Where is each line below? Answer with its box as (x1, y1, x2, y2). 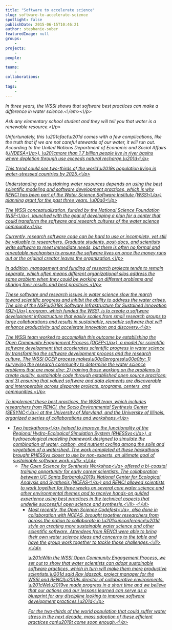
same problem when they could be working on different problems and (5, 275, 153, 282)
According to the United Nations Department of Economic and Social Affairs (5, 144, 166, 150)
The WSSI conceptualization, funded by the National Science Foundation (5, 207, 160, 213)
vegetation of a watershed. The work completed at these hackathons (12, 446, 160, 452)
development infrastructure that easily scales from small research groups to (5, 313, 166, 319)
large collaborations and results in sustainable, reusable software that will (5, 319, 162, 325)
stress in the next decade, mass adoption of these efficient (28, 614, 153, 620)
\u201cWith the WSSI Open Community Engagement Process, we (28, 555, 166, 561)
